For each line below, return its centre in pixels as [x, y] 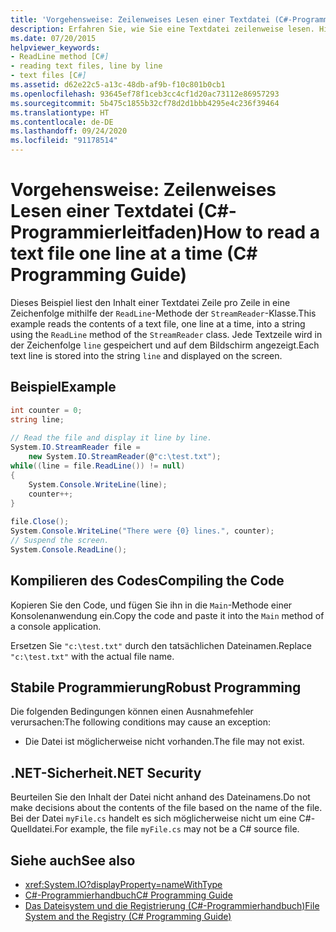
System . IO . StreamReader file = [75, 447]
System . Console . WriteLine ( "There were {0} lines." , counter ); [142, 531]
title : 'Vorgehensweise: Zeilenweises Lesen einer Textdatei [140, 19]
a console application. [56, 626]
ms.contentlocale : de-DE [62, 122]
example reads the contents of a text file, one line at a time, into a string [158, 323]
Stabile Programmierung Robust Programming [156, 687]
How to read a [261, 232]
